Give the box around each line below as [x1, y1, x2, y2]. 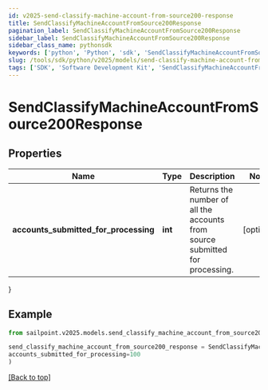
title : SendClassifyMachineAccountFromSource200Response [8, 19, 202, 27]
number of [189, 193, 229, 205]
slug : [8, 57, 26, 65]
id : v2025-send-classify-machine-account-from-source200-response [8, 11, 234, 20]
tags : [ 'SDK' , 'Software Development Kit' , [8, 64, 156, 72]
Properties [8, 147, 62, 161]
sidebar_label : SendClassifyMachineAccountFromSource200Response [8, 34, 230, 42]
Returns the [189, 184, 234, 195]
